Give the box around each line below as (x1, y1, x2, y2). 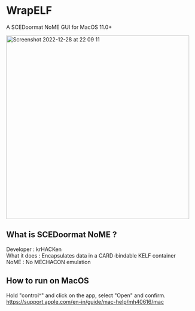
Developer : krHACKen (6, 246, 62, 253)
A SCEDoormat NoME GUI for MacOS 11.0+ (6, 23, 112, 31)
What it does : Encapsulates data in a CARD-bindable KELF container (6, 252, 176, 259)
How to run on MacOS (6, 276, 90, 286)
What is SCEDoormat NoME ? (6, 229, 117, 240)
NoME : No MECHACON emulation (6, 258, 91, 265)
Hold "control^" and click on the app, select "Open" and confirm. (6, 292, 166, 299)
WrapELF (6, 4, 53, 17)
